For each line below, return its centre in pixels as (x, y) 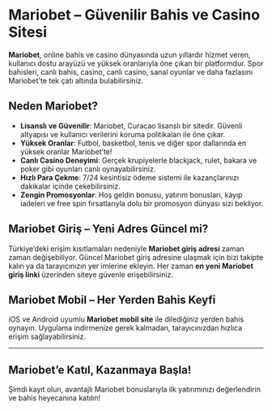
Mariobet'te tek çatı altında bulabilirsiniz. (76, 80)
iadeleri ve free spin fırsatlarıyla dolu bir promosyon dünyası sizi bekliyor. (142, 203)
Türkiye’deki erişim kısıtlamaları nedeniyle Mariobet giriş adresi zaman (126, 249)
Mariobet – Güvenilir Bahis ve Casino (134, 15)
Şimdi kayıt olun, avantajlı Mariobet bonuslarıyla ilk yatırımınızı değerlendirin (135, 389)
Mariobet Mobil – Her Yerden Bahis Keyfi (112, 299)
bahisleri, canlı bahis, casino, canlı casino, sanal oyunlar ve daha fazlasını (131, 71)
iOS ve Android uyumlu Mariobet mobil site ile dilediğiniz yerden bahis (126, 319)
